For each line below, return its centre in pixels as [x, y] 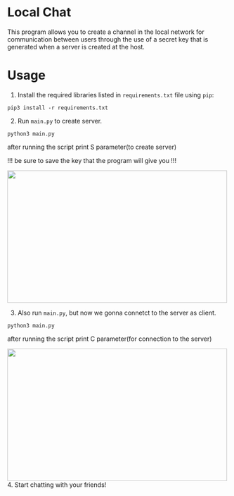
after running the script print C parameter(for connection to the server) [110, 339]
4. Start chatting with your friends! [57, 485]
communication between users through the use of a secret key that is [108, 39]
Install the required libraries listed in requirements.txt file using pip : [116, 95]
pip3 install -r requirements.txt [58, 108]
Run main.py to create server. [60, 121]
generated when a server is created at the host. [76, 47]
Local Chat [39, 12]
